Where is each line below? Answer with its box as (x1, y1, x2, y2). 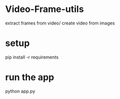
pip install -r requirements (5, 54, 59, 60)
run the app (5, 71, 54, 83)
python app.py (5, 88, 36, 94)
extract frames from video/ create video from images (5, 20, 115, 26)
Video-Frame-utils (5, 3, 84, 15)
